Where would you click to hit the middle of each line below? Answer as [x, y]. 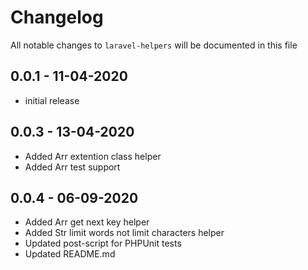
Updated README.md [70, 254]
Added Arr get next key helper [87, 222]
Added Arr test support [72, 167]
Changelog [57, 17]
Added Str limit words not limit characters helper [124, 233]
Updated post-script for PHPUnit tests [103, 243]
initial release [52, 100]
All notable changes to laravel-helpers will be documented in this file [154, 45]
